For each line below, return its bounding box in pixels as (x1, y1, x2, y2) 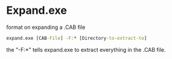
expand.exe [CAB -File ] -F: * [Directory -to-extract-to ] (6, 35, 147, 41)
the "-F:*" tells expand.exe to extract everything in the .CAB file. (6, 46, 166, 53)
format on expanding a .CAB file (6, 23, 86, 31)
